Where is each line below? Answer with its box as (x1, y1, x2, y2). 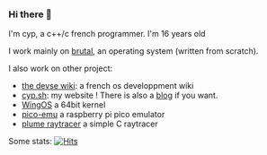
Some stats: (8, 136, 53, 147)
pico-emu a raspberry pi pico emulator (21, 109, 165, 120)
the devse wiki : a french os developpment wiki (21, 81, 194, 91)
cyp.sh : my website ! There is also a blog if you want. (21, 90, 218, 101)
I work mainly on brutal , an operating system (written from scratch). (8, 46, 259, 56)
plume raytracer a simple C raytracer (21, 118, 158, 129)
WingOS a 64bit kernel (21, 99, 106, 110)
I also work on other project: (8, 63, 113, 74)
